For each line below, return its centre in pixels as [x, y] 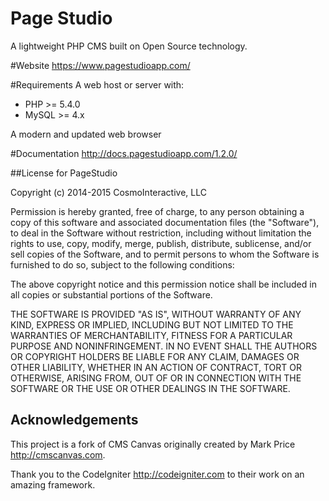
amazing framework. [53, 484]
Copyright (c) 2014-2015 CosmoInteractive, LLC [108, 192]
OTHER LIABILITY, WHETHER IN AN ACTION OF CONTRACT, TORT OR [156, 367]
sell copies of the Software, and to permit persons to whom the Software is [165, 254]
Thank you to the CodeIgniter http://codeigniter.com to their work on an [157, 474]
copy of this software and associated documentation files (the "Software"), [165, 222]
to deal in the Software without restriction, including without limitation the [161, 233]
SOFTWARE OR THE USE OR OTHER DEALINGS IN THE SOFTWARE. [150, 388]
